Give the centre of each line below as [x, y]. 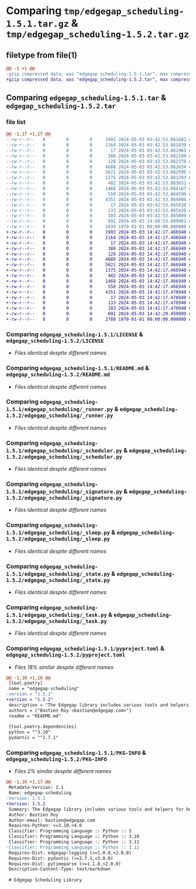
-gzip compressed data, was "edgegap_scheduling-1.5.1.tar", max [87, 74]
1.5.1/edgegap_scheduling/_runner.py [60, 409]
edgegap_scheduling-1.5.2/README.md [58, 375]
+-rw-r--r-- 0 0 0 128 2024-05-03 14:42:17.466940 [96, 254]
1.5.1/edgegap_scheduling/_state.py [58, 574]
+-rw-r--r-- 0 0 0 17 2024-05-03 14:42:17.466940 [96, 243]
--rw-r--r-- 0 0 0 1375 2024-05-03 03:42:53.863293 [96, 178]
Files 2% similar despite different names [63, 771]
